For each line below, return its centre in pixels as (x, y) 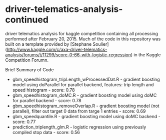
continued (27, 20)
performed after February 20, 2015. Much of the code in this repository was (83, 39)
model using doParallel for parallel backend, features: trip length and (83, 84)
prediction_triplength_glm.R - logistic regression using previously (79, 127)
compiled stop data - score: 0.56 (46, 132)
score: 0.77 (24, 122)
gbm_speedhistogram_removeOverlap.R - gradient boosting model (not (86, 106)
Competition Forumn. (27, 60)
